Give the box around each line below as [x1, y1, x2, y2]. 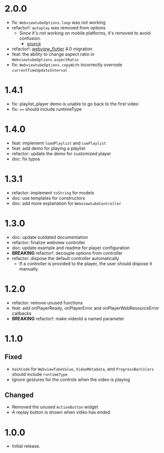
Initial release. [11, 443, 41, 449]
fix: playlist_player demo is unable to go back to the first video [11, 100, 139, 107]
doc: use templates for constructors [11, 195, 85, 201]
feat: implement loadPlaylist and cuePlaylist [11, 140, 107, 146]
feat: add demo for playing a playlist [11, 145, 85, 151]
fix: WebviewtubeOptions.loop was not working [11, 19, 106, 25]
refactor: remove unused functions [11, 299, 83, 306]
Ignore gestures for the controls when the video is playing [11, 376, 130, 382]
